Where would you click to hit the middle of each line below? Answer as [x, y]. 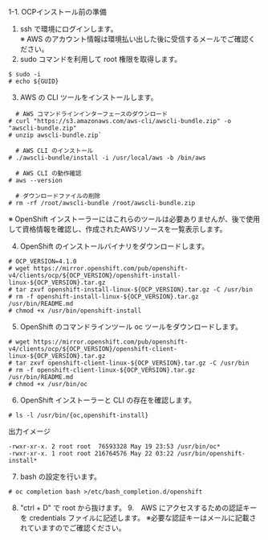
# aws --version [35, 180]
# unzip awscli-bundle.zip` [55, 135]
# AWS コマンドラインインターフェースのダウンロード [92, 114]
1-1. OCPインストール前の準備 [57, 12]
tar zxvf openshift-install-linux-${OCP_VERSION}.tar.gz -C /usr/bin [134, 290]
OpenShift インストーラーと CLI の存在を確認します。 [108, 400]
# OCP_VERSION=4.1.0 [43, 262]
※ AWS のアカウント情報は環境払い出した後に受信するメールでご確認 [134, 39]
